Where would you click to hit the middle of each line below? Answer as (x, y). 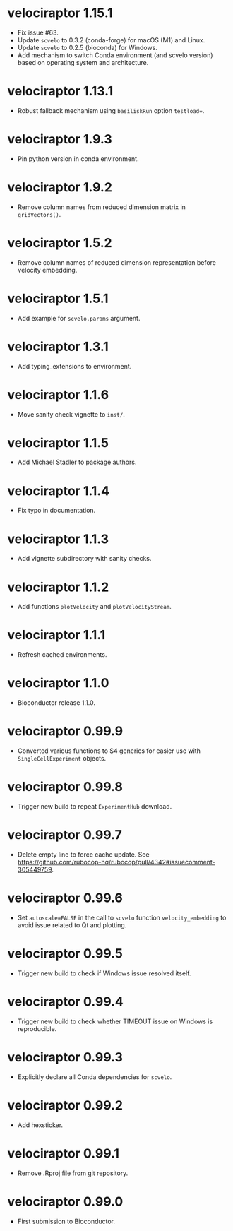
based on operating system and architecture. (83, 62)
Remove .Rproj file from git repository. (73, 1173)
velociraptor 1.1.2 (58, 587)
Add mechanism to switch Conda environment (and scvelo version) (115, 55)
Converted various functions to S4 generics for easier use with (109, 751)
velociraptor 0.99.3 (65, 1057)
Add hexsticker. (40, 1125)
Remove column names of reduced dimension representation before (117, 262)
